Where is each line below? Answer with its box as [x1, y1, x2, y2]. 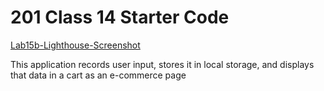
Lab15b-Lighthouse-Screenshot [10, 39, 141, 51]
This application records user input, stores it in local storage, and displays [10, 58, 315, 70]
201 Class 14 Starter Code [10, 6, 230, 29]
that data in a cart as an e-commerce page [10, 69, 187, 81]
